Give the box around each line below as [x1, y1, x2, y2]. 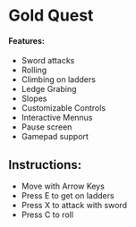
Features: [8, 35, 46, 46]
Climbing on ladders [21, 74, 96, 85]
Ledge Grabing [21, 84, 77, 95]
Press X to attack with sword [21, 200, 127, 211]
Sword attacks [21, 55, 75, 66]
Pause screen [21, 122, 72, 132]
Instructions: [8, 157, 82, 172]
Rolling [21, 64, 47, 76]
